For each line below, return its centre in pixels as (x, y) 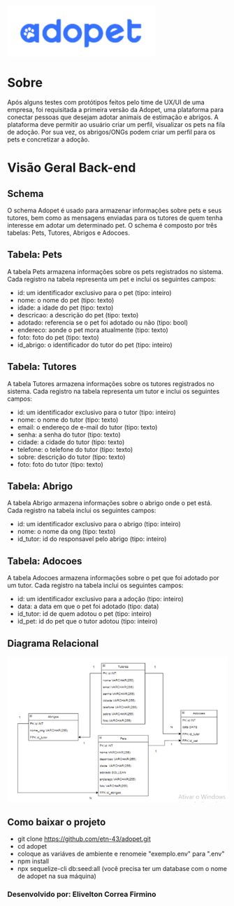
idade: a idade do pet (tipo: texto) (65, 308)
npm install (33, 861)
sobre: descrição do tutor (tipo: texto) (71, 457)
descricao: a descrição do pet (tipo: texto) (78, 315)
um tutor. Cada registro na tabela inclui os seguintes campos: (95, 585)
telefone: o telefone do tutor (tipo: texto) (75, 449)
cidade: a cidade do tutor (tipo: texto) (71, 442)
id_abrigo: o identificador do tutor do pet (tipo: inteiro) (95, 345)
